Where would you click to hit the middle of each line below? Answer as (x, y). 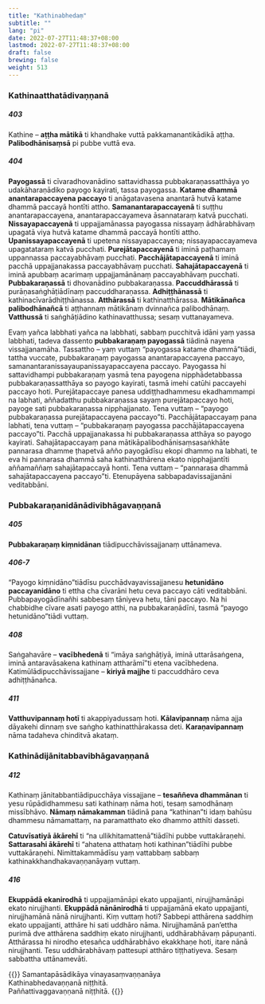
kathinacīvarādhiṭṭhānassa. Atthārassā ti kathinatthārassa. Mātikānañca (127, 300)
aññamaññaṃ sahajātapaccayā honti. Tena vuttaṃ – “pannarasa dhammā (129, 468)
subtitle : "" (30, 23)
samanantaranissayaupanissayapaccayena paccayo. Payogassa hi (117, 366)
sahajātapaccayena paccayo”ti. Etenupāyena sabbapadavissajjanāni (120, 476)
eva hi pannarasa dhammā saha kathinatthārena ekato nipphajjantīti (119, 459)
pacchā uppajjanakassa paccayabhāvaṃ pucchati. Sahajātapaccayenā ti (129, 266)
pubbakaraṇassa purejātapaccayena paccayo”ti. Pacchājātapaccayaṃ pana (132, 417)
